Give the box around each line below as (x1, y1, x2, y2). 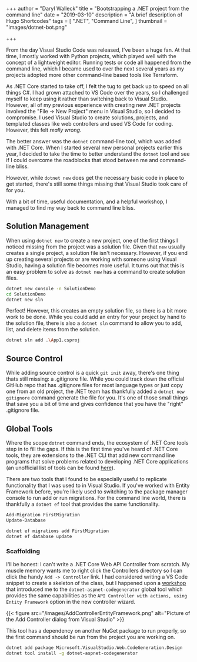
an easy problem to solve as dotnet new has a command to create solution (6, 268, 186, 275)
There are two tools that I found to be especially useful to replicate (6, 475, 168, 482)
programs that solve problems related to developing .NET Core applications (6, 458, 189, 465)
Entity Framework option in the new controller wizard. (6, 598, 136, 605)
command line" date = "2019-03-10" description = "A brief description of (6, 11, 183, 18)
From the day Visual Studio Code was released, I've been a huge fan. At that (6, 46, 191, 53)
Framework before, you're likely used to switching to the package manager (6, 488, 188, 495)
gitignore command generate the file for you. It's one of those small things (6, 394, 188, 401)
